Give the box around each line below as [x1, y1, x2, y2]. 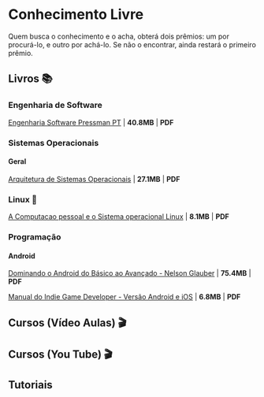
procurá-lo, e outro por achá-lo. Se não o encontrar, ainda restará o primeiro [8, 39, 256, 49]
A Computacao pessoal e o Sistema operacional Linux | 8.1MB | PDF [8, 212, 230, 221]
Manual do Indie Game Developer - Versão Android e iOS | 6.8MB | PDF [8, 292, 241, 302]
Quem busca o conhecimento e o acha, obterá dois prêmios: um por [8, 32, 230, 41]
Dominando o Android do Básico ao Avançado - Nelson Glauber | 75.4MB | [8, 269, 251, 278]
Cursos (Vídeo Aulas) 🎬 [8, 316, 128, 329]
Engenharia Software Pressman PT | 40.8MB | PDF [8, 117, 174, 127]
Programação [8, 231, 61, 242]
